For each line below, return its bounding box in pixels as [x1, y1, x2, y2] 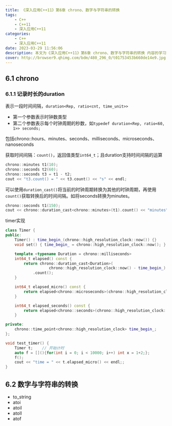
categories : [5, 31, 31, 36]
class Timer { [5, 228, 36, 233]
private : [5, 322, 24, 327]
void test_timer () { [5, 340, 50, 346]
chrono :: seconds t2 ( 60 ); [5, 167, 58, 172]
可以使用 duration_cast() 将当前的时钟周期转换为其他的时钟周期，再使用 [5, 186, 157, 193]
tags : [5, 12, 17, 17]
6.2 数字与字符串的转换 [5, 380, 78, 389]
